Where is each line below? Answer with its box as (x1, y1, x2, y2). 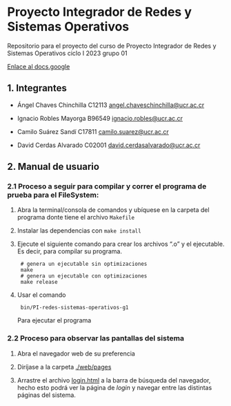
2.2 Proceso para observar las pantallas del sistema (7, 333, 185, 343)
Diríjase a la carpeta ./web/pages (17, 362, 112, 371)
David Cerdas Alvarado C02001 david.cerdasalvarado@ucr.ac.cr (17, 141, 201, 149)
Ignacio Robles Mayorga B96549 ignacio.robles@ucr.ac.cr (17, 114, 183, 122)
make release (20, 279, 58, 286)
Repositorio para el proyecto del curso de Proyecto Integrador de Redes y (7, 41, 217, 50)
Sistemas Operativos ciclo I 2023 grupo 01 (7, 49, 128, 57)
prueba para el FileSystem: (7, 191, 99, 200)
